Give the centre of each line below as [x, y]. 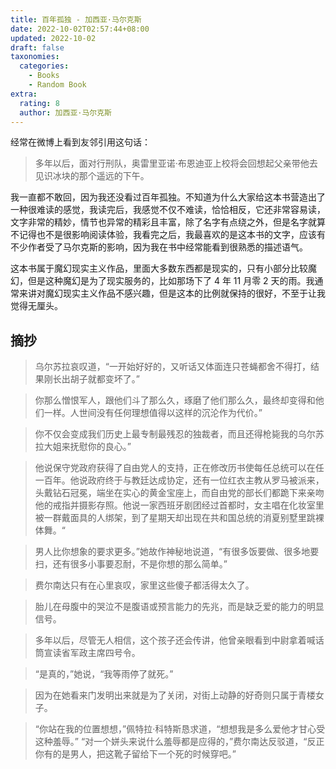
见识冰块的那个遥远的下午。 [92, 176]
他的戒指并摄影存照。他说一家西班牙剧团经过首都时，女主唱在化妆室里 [179, 505]
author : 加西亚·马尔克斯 [66, 112]
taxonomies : [35, 57]
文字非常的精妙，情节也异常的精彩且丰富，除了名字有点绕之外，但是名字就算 [168, 222]
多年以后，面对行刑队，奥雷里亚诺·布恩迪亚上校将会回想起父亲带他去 [176, 163]
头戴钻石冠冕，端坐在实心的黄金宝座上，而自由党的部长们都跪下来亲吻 [179, 493]
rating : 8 [39, 103]
